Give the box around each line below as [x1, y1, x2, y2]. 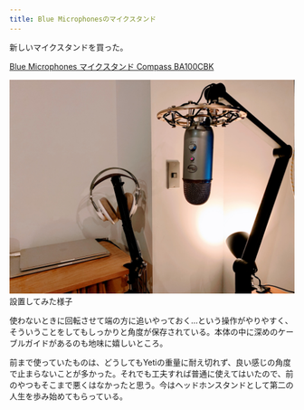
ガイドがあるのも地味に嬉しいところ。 [24, 338, 168, 348]
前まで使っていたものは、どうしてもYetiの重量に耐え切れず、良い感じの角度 [9, 357, 291, 367]
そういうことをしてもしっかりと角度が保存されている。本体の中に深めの [9, 326, 279, 337]
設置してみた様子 [9, 295, 73, 307]
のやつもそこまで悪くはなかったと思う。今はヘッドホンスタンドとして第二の [9, 379, 294, 390]
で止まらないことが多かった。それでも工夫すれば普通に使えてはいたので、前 [9, 367, 294, 379]
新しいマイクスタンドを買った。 [9, 42, 128, 52]
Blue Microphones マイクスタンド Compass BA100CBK [9, 61, 214, 72]
